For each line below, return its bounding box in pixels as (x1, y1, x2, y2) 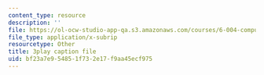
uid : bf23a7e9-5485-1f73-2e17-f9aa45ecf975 (8, 55, 153, 63)
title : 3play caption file (8, 48, 97, 55)
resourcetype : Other (8, 41, 76, 48)
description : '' (8, 19, 61, 27)
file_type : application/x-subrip (8, 33, 118, 41)
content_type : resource (8, 11, 86, 20)
